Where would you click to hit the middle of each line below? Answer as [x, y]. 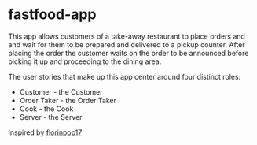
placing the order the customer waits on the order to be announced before [128, 53]
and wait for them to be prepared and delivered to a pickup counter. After [127, 44]
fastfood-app [52, 15]
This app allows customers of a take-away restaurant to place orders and [127, 36]
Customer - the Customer [61, 91]
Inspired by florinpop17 [45, 132]
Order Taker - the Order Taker [68, 100]
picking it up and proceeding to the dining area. [85, 61]
